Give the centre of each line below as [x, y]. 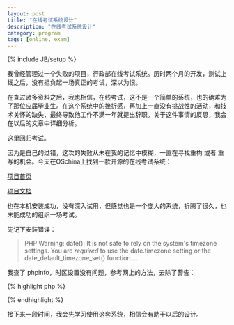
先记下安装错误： [32, 230]
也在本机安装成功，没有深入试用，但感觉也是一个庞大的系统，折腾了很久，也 [117, 206]
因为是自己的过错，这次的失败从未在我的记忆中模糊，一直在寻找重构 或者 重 [116, 153]
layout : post [26, 14]
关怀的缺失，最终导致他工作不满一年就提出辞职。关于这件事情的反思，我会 [120, 115]
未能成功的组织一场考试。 [44, 215]
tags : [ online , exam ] [39, 40]
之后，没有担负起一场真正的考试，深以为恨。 [77, 82]
